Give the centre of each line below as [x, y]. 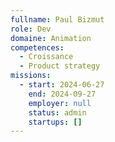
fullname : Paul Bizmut [57, 19]
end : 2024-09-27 [62, 94]
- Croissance [46, 57]
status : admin [57, 112]
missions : [31, 76]
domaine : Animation [51, 38]
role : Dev [31, 29]
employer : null [60, 103]
